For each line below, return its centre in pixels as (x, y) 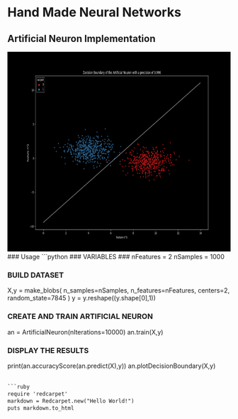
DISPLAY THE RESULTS (48, 350)
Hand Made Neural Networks (95, 12)
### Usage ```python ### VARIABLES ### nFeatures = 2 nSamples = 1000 (116, 257)
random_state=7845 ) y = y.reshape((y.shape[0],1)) (81, 298)
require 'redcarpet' (38, 394)
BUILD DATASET (36, 275)
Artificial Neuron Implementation (81, 39)
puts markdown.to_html (41, 408)
